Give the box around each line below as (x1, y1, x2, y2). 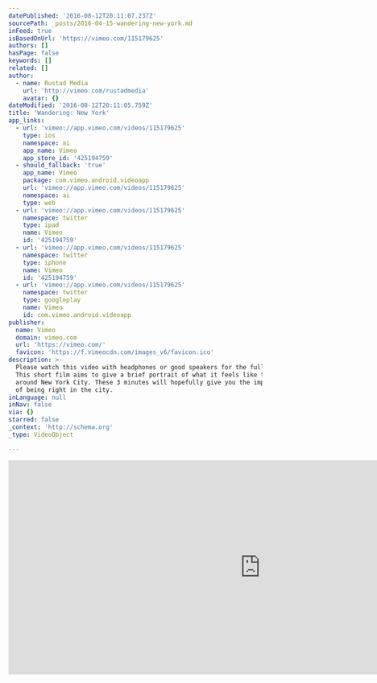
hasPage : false (8, 49, 60, 57)
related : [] (8, 64, 48, 72)
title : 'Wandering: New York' (8, 109, 110, 117)
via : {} (8, 408, 35, 417)
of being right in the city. (15, 385, 114, 394)
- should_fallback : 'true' (15, 162, 106, 170)
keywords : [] (8, 57, 52, 65)
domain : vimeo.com (15, 333, 78, 342)
